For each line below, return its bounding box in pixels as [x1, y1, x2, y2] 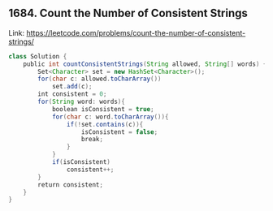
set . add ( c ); [51, 83, 93, 91]
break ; [80, 136, 104, 144]
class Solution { [8, 52, 67, 60]
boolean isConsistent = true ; [51, 105, 154, 113]
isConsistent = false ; [80, 127, 158, 136]
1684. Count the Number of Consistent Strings [8, 6, 248, 20]
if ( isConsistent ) [51, 158, 111, 166]
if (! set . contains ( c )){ [66, 120, 144, 128]
